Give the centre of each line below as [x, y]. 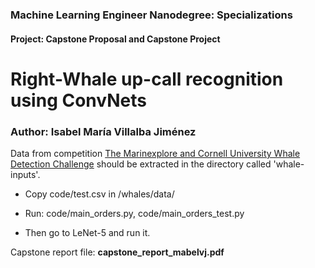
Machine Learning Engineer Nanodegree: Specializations [151, 15]
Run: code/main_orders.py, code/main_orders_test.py [134, 213]
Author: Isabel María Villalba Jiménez [103, 131]
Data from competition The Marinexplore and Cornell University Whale [155, 153]
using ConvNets [78, 100]
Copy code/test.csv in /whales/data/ [99, 194]
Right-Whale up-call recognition [147, 79]
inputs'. [25, 174]
